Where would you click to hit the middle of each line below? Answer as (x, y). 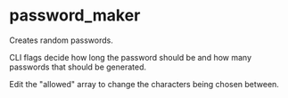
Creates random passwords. (61, 40)
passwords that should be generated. (78, 67)
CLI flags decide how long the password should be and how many (131, 57)
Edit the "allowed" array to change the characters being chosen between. (144, 84)
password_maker (75, 16)
